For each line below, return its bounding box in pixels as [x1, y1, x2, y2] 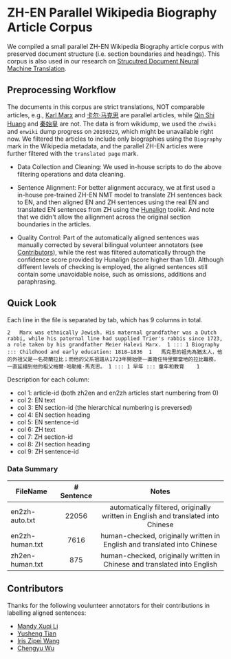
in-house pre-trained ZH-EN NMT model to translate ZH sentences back [16, 190, 222, 199]
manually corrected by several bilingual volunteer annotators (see [16, 240, 203, 249]
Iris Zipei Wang [16, 636, 60, 645]
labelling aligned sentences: [7, 609, 87, 617]
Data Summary [7, 464, 58, 474]
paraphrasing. [16, 277, 57, 286]
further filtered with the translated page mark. [7, 149, 139, 157]
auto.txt [10, 515, 36, 525]
